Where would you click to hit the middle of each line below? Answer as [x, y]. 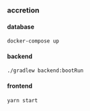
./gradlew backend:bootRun [45, 71]
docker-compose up [33, 41]
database [21, 27]
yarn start [22, 100]
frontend [20, 86]
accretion [23, 10]
